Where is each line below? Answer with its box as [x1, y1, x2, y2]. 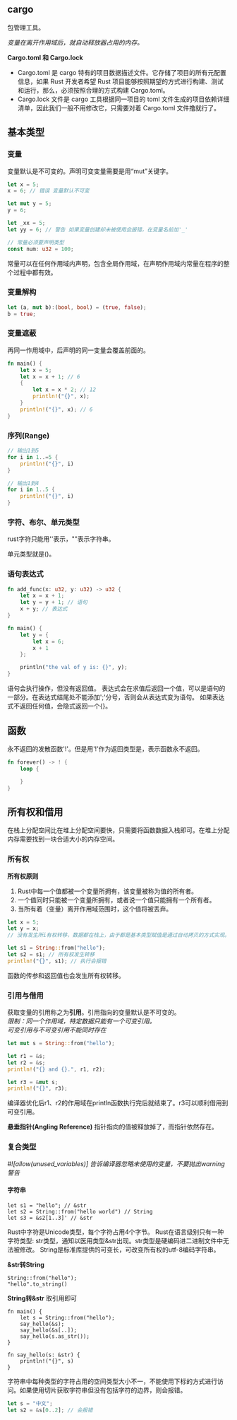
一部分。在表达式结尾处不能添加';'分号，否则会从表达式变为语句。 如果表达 [7, 693, 225, 702]
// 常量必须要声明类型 [7, 238, 65, 246]
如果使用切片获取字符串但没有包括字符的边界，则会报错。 [19, 1385, 187, 1394]
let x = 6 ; [32, 638, 65, 645]
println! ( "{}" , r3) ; [7, 1085, 68, 1093]
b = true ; [7, 310, 37, 318]
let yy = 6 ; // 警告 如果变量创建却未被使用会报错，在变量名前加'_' [7, 226, 188, 233]
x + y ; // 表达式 [20, 605, 68, 612]
